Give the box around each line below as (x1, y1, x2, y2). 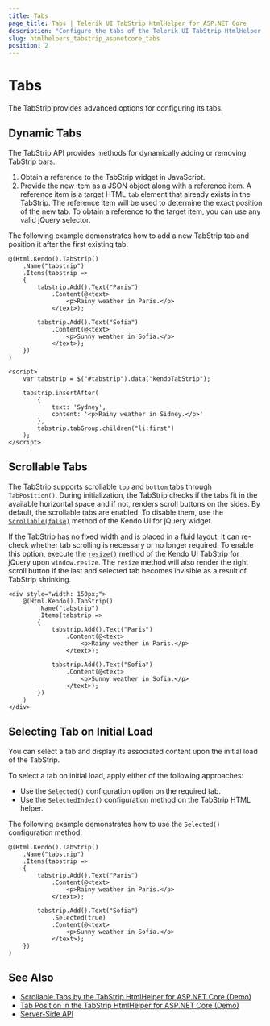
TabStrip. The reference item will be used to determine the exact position (19, 198, 263, 207)
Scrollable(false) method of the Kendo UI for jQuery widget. (8, 515, 214, 525)
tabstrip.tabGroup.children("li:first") (37, 424, 175, 432)
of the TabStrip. (8, 755, 60, 765)
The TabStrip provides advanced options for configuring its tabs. (8, 103, 223, 113)
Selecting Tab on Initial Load (8, 725, 153, 739)
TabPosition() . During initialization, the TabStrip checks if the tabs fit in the (8, 490, 258, 500)
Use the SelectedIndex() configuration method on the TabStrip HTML (19, 795, 251, 804)
